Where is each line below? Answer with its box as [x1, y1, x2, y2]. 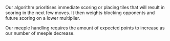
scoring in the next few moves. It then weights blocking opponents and [5, 10, 155, 16]
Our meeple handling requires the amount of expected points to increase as [5, 25, 165, 31]
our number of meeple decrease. [5, 30, 75, 36]
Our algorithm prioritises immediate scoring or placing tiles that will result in [5, 5, 165, 10]
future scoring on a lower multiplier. [5, 15, 80, 21]
